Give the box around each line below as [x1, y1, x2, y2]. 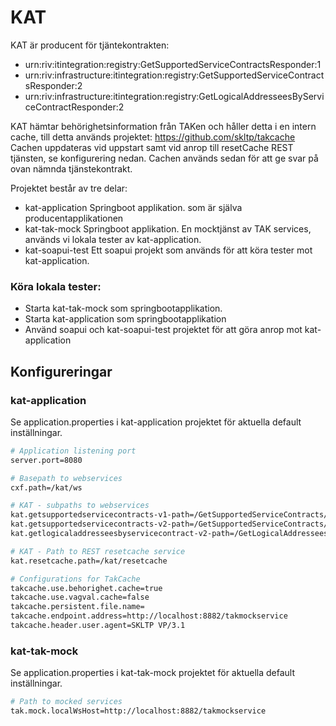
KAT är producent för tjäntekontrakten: [10, 39, 170, 51]
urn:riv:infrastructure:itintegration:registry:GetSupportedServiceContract [24, 69, 325, 81]
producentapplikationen [24, 212, 124, 224]
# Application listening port [10, 446, 137, 456]
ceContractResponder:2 [24, 101, 125, 113]
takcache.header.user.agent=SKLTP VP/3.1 [10, 621, 186, 631]
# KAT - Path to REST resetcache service [10, 546, 186, 556]
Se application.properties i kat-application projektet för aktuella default [10, 416, 302, 428]
